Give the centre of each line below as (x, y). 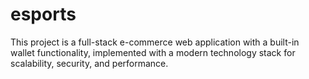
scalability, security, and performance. (89, 63)
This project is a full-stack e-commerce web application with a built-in (155, 42)
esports (43, 14)
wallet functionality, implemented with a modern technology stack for (153, 52)
